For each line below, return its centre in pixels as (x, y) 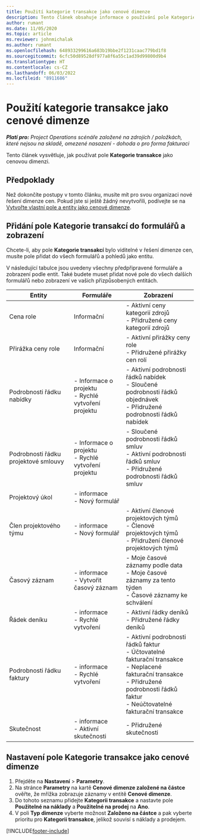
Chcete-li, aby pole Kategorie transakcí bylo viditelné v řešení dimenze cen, (100, 250)
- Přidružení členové (155, 540)
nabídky (20, 399)
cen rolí (136, 360)
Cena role (23, 316)
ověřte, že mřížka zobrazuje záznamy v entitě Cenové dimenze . (93, 794)
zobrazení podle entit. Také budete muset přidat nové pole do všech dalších (99, 274)
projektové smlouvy (37, 461)
